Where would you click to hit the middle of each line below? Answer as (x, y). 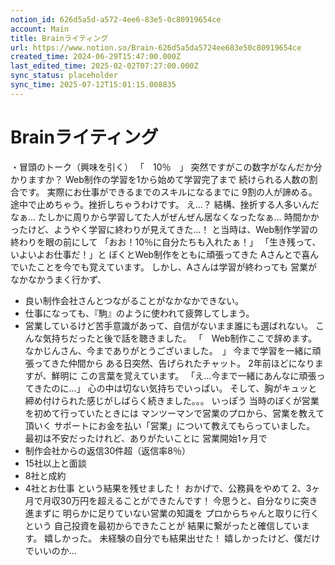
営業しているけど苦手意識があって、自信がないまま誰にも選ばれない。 (168, 325)
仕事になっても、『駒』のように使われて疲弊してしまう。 (139, 313)
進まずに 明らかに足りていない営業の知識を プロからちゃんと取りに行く (172, 513)
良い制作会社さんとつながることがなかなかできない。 (134, 300)
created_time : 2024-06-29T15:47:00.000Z (96, 57)
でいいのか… (50, 550)
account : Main (40, 29)
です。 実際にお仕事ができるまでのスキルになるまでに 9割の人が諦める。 (168, 192)
